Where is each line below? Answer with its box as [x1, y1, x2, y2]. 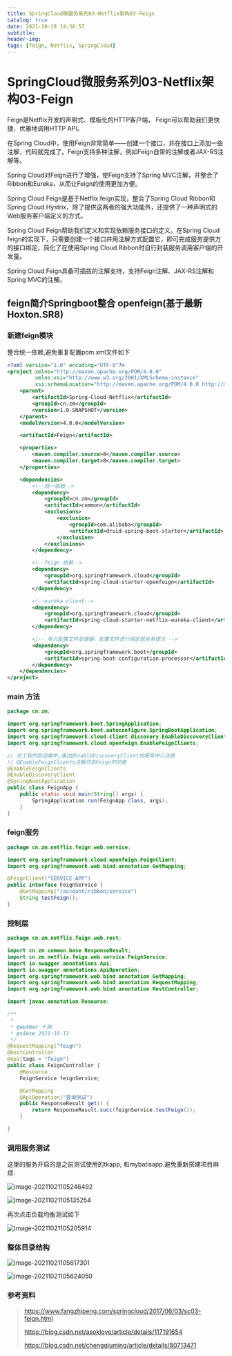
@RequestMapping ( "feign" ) [7, 1043, 81, 1050]
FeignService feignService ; [19, 1075, 100, 1082]
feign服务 [7, 827, 39, 837]
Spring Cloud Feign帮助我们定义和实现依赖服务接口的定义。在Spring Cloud [7, 226, 220, 234]
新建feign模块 [7, 331, 54, 341]
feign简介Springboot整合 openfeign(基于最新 [7, 298, 202, 310]
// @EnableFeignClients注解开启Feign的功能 [7, 758, 127, 766]
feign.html [23, 1314, 53, 1322]
